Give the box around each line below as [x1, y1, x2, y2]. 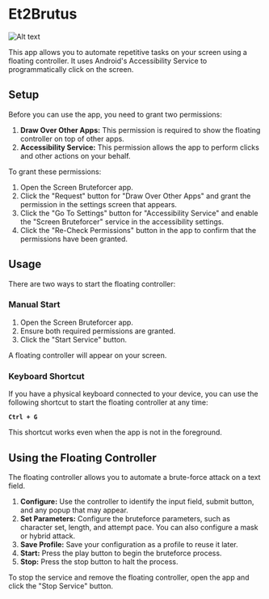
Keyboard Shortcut [8, 370, 85, 381]
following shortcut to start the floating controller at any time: [8, 397, 208, 407]
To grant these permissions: [8, 167, 102, 176]
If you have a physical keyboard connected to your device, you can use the [8, 389, 258, 399]
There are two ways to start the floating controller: [8, 278, 176, 288]
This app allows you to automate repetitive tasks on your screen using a [8, 47, 248, 57]
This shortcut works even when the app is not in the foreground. [8, 427, 222, 437]
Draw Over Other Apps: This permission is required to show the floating [19, 125, 261, 134]
